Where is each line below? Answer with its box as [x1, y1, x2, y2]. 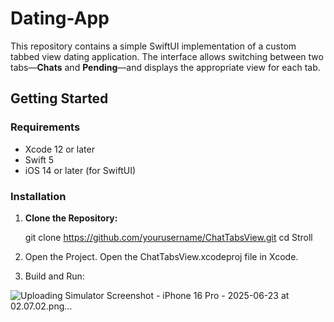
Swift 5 [24, 153, 55, 166]
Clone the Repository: [24, 212, 118, 224]
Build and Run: [24, 270, 85, 282]
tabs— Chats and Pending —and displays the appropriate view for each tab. [10, 61, 321, 73]
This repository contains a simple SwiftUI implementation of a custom [10, 40, 297, 52]
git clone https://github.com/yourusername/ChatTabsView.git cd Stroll [24, 231, 313, 243]
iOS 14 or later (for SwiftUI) [24, 164, 137, 176]
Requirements [10, 120, 81, 134]
